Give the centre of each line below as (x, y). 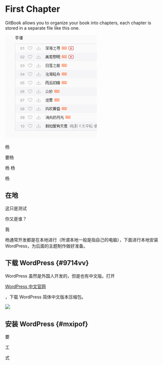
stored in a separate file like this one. (42, 28)
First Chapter (33, 9)
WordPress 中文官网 (25, 286)
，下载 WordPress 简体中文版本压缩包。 (46, 297)
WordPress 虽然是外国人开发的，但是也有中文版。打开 (60, 276)
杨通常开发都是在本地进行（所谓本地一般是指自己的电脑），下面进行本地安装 (82, 240)
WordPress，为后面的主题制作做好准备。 (47, 246)
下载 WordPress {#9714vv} (47, 263)
